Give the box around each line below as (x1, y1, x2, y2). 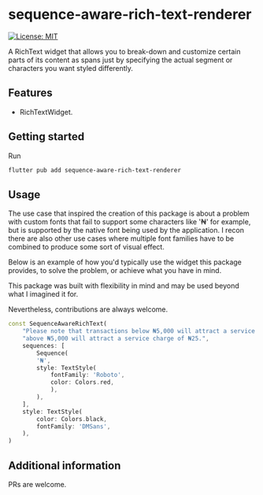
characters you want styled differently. (8, 63, 134, 72)
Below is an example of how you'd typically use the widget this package (8, 257, 242, 267)
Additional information (8, 459, 121, 472)
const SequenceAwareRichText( (8, 320, 108, 328)
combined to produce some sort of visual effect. (8, 242, 165, 252)
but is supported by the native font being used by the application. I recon (8, 226, 244, 235)
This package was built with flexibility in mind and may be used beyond (8, 281, 240, 290)
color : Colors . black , (36, 415, 108, 423)
